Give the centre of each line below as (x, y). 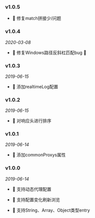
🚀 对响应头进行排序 (32, 121)
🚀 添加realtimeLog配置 (35, 86)
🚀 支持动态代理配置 (32, 189)
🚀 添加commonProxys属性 (39, 155)
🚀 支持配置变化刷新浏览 (36, 200)
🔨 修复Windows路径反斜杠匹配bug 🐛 (49, 53)
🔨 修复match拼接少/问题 (37, 18)
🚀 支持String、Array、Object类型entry (51, 210)
